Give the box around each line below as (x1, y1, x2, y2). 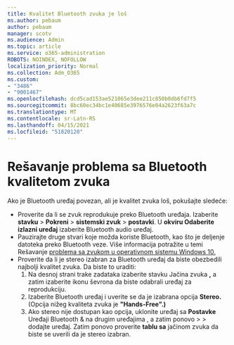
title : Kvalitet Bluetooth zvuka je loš (7, 10, 128, 18)
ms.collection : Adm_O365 (7, 69, 80, 76)
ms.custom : (7, 75, 39, 83)
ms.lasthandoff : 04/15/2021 (7, 121, 90, 129)
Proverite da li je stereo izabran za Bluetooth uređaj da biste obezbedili (17, 255, 223, 264)
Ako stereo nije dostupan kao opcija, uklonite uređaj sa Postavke (27, 308, 216, 316)
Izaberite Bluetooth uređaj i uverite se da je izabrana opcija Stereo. (27, 293, 222, 301)
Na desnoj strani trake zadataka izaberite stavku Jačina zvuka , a (27, 270, 216, 279)
